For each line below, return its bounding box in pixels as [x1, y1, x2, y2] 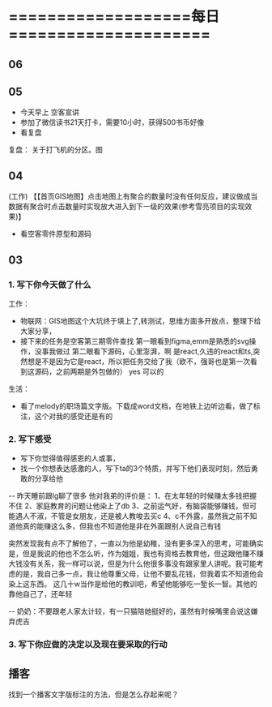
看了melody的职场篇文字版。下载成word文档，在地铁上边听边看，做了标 [19, 401, 261, 410]
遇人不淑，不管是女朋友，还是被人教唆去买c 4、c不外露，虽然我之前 [15, 512, 243, 521]
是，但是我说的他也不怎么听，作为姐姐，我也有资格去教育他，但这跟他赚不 [8, 549, 257, 559]
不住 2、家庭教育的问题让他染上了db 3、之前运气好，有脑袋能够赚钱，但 [8, 501, 250, 511]
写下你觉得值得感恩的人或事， [19, 453, 120, 463]
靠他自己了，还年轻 [8, 589, 73, 599]
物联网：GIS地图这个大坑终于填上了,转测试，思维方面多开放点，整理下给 [19, 315, 261, 325]
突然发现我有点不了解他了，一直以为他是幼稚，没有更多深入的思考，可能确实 [8, 538, 264, 548]
